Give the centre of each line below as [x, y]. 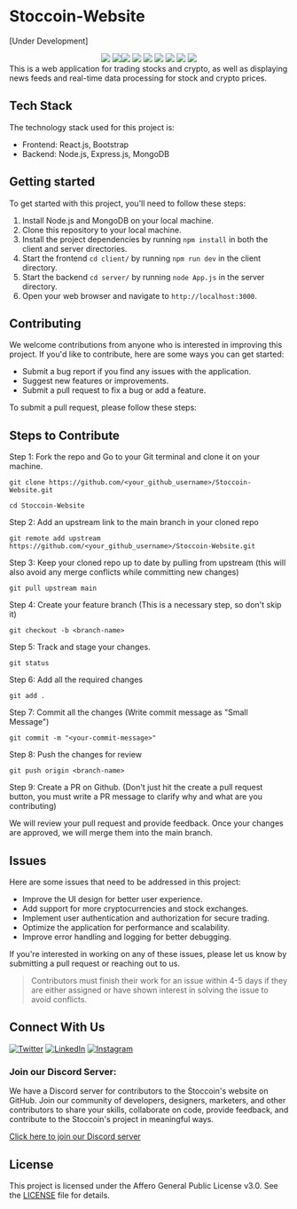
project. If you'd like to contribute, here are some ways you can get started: [147, 354]
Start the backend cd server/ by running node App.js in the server [143, 277]
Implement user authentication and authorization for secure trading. [146, 918]
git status [29, 663]
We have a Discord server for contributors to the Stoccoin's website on [139, 1091]
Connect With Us [57, 1028]
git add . [27, 696]
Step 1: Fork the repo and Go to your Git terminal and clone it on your [135, 457]
